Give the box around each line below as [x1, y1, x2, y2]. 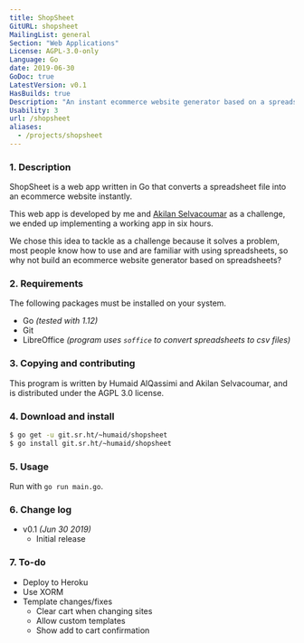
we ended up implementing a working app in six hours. [9, 218, 214, 229]
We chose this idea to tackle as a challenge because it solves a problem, [9, 236, 280, 247]
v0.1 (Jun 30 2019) [22, 524, 92, 534]
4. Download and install [9, 410, 115, 422]
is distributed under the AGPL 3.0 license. [9, 387, 165, 398]
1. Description [9, 160, 71, 173]
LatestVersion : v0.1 [9, 80, 88, 90]
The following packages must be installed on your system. [9, 298, 227, 308]
